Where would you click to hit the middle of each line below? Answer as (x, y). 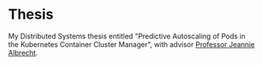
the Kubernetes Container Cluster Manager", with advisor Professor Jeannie (131, 44)
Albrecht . (23, 52)
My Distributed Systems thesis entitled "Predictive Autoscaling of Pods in (127, 36)
